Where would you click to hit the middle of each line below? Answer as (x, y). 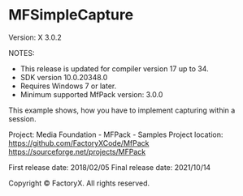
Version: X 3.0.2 (35, 37)
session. (22, 118)
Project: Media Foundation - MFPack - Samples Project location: (116, 134)
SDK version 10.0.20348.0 (64, 77)
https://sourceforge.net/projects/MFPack (77, 151)
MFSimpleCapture (71, 15)
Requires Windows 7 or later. (68, 86)
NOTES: (22, 53)
